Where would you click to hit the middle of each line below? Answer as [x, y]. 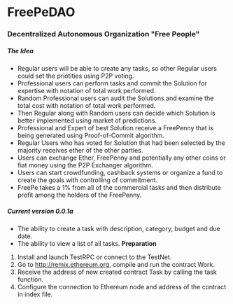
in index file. [35, 294]
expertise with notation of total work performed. [86, 91]
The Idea [20, 50]
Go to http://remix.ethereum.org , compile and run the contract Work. [116, 265]
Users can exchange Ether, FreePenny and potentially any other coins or [121, 158]
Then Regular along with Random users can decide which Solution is [116, 113]
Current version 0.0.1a [40, 211]
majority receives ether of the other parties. [80, 151]
